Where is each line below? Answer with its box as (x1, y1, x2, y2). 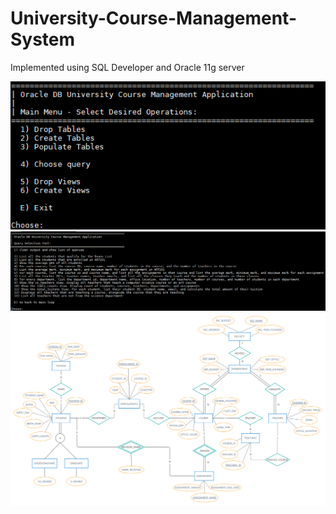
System (10, 28, 76, 51)
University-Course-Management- (10, 7, 297, 30)
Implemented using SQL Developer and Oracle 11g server (10, 61, 245, 73)
